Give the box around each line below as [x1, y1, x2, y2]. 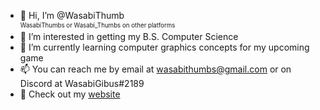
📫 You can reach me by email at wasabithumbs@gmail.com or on [19, 63, 292, 75]
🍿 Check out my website [19, 88, 121, 100]
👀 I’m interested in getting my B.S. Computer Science [19, 31, 239, 42]
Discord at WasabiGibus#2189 [19, 78, 145, 89]
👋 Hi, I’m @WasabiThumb [19, 10, 125, 21]
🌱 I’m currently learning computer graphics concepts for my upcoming [19, 41, 310, 53]
